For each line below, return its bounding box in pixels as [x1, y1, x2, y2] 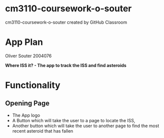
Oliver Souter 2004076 [5, 53, 52, 59]
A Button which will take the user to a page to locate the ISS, [12, 117, 135, 123]
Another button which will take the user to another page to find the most [12, 123, 160, 129]
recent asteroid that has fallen [12, 128, 73, 134]
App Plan [5, 36, 43, 48]
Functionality [5, 80, 61, 91]
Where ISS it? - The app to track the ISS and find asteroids [5, 62, 127, 68]
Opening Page [5, 99, 50, 107]
